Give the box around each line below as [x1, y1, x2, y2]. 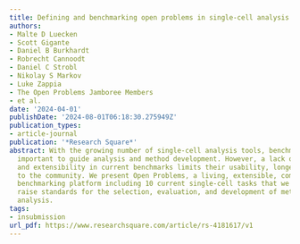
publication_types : [9, 122, 82, 130]
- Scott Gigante [9, 38, 70, 47]
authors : [9, 21, 42, 30]
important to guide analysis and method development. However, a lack [17, 154, 286, 164]
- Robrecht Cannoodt [9, 55, 87, 63]
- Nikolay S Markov [9, 72, 82, 80]
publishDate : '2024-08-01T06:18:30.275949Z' [9, 113, 178, 122]
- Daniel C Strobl [9, 63, 78, 72]
